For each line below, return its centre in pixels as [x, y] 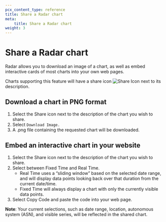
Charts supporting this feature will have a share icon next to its [83, 81]
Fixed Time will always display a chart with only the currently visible [89, 189]
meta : [11, 19]
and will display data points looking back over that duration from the [89, 178]
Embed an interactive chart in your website [73, 145]
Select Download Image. [36, 124]
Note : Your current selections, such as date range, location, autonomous [79, 209]
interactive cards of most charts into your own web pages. [65, 72]
